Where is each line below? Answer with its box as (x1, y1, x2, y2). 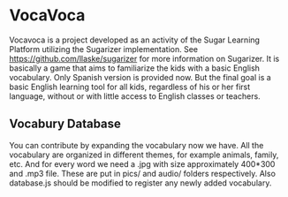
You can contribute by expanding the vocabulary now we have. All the (9, 140, 264, 150)
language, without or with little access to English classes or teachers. (9, 90, 261, 102)
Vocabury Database (9, 117, 122, 132)
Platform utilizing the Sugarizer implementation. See (9, 43, 199, 54)
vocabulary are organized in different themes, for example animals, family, (9, 149, 279, 160)
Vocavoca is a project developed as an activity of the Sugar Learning (9, 34, 261, 45)
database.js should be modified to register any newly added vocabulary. (9, 178, 272, 188)
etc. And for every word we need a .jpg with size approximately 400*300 (9, 158, 276, 169)
